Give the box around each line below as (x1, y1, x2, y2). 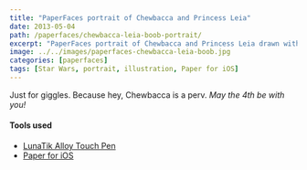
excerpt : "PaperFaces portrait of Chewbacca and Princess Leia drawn (9, 38, 281, 48)
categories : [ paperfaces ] (9, 56, 108, 65)
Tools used (9, 120, 53, 131)
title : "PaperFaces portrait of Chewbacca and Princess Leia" (9, 13, 251, 23)
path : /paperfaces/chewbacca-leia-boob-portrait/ (9, 30, 203, 39)
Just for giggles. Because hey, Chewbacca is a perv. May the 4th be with (9, 89, 285, 101)
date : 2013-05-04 (9, 22, 76, 31)
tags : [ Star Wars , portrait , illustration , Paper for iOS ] (9, 65, 239, 74)
